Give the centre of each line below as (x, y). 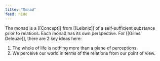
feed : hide (16, 14)
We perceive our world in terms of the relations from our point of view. (84, 53)
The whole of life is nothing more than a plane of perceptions (74, 48)
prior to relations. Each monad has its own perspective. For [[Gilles (73, 33)
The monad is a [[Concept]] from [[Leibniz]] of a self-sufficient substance (80, 28)
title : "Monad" (21, 10)
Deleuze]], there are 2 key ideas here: (43, 38)
